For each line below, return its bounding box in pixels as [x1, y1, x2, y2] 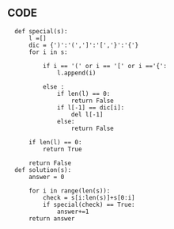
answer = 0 [28, 173, 65, 181]
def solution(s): [14, 166, 72, 174]
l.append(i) [57, 69, 96, 77]
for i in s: [28, 48, 68, 56]
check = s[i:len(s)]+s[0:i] [42, 193, 135, 201]
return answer [28, 214, 76, 223]
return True [42, 145, 82, 153]
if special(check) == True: [42, 200, 135, 208]
